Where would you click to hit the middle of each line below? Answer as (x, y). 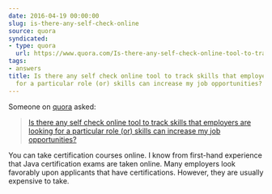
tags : (17, 61)
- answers (25, 69)
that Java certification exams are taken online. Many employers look (122, 163)
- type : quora (32, 46)
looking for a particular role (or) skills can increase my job (124, 131)
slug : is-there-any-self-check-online (74, 23)
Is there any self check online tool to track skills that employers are (140, 122)
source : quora (32, 31)
